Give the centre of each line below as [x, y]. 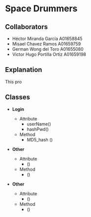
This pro [13, 81]
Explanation [24, 70]
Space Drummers [41, 9]
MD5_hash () [40, 140]
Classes [18, 97]
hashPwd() [38, 129]
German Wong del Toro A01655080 [48, 49]
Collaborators [26, 27]
